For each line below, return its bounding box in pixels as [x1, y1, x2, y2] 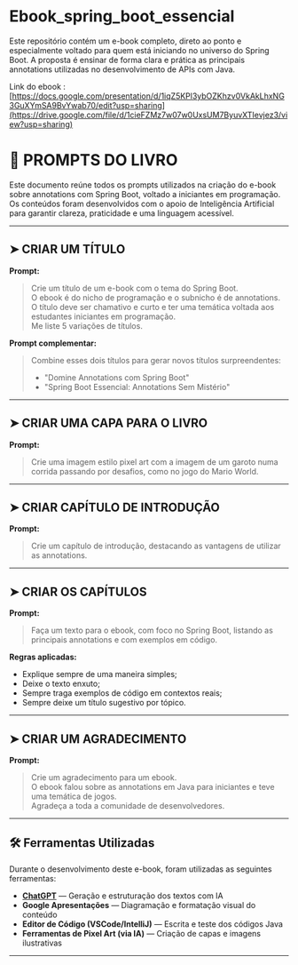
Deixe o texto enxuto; [21, 678, 100, 690]
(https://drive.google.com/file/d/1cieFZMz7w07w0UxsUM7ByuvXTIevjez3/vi [9, 109, 288, 120]
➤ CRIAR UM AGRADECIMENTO [9, 731, 187, 746]
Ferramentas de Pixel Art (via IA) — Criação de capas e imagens [21, 928, 262, 938]
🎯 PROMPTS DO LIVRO [9, 150, 178, 171]
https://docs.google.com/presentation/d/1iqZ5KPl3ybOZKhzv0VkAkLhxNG [12, 91, 286, 101]
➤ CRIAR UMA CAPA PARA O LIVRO [9, 416, 208, 431]
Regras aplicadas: [9, 651, 77, 663]
